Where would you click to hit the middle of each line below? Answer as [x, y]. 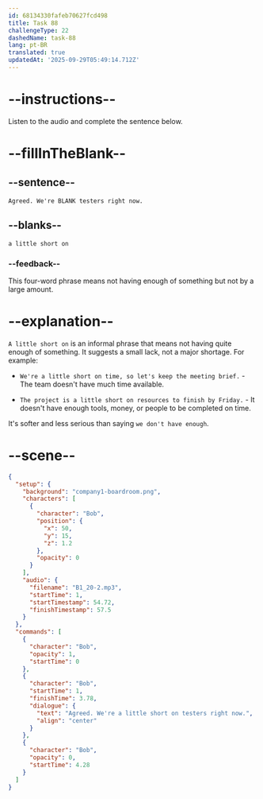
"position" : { [60, 522]
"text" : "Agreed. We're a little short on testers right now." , [145, 713]
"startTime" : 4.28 [59, 765]
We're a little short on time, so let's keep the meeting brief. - [132, 375]
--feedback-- [34, 263]
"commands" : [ [38, 632]
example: [23, 360]
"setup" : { [33, 484]
